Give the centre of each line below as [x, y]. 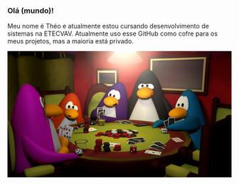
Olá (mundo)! [31, 11]
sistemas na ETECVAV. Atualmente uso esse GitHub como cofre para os [113, 33]
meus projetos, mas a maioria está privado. [70, 41]
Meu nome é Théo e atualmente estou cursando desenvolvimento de [108, 26]
